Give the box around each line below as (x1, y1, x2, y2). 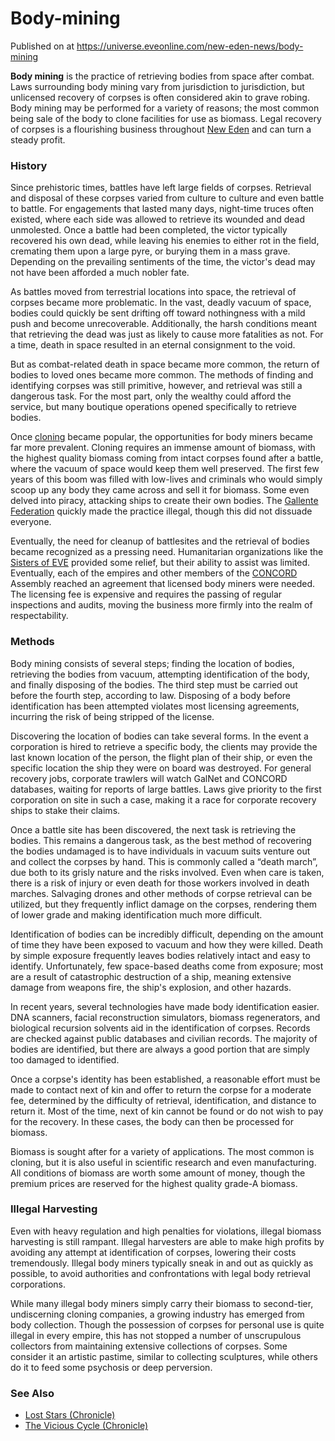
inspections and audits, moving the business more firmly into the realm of (10, 599, 313, 611)
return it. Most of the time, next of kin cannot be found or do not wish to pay (10, 1105, 324, 1117)
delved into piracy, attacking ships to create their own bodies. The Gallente (10, 495, 319, 507)
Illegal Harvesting (10, 1202, 98, 1216)
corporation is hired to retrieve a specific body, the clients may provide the (10, 740, 318, 752)
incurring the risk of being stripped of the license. (10, 710, 215, 722)
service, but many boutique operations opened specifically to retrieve (10, 401, 297, 413)
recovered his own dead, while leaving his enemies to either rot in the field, (10, 235, 320, 247)
